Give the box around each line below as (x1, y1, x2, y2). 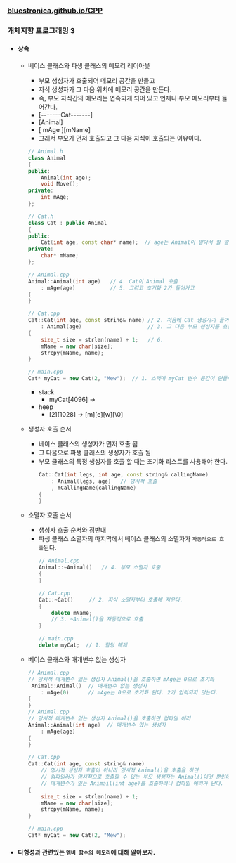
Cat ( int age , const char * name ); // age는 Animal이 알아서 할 (41, 239, 221, 246)
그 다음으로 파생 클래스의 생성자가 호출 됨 (38, 448, 151, 457)
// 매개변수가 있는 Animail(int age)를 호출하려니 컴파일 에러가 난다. (41, 779, 224, 787)
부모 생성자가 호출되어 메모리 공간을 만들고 (38, 77, 155, 85)
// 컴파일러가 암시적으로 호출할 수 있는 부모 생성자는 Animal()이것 (41, 774, 213, 781)
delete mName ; (51, 609, 93, 616)
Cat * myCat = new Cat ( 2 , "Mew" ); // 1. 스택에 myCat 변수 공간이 (27, 375, 215, 382)
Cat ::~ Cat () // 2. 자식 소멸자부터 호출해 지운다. (38, 596, 183, 603)
